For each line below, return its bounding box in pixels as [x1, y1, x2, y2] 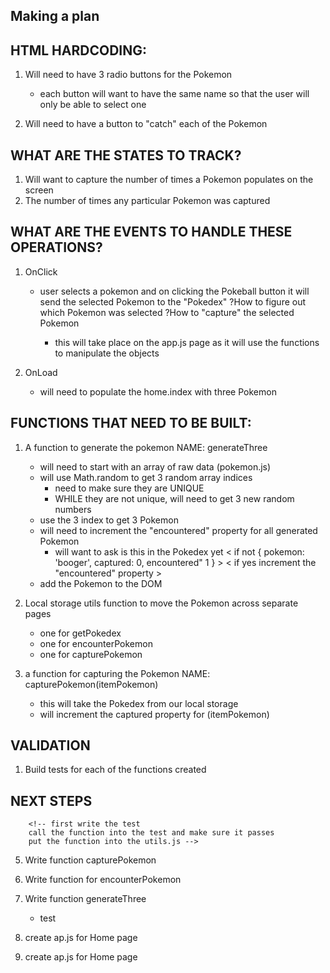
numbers [54, 503, 92, 515]
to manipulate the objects [54, 347, 160, 359]
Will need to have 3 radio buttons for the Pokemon [24, 69, 233, 81]
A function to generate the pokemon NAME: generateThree [24, 441, 268, 453]
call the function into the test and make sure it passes [28, 828, 275, 838]
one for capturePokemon [39, 648, 143, 660]
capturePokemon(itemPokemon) [24, 678, 159, 690]
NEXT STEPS [10, 792, 93, 809]
